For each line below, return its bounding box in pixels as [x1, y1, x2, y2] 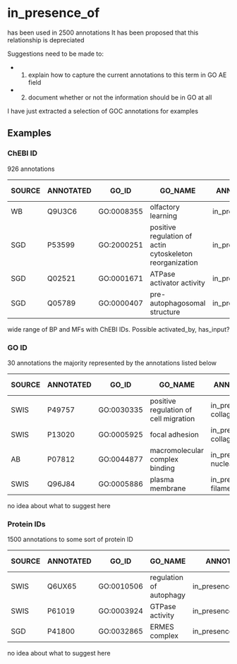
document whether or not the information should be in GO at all [28, 93, 212, 102]
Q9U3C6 [47, 206, 78, 216]
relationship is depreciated [7, 35, 85, 44]
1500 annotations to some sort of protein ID [7, 535, 134, 544]
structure [150, 307, 181, 317]
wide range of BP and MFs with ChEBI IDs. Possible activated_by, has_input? [7, 325, 230, 333]
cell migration [150, 414, 195, 423]
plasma [150, 474, 174, 484]
